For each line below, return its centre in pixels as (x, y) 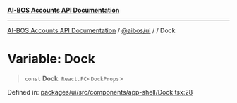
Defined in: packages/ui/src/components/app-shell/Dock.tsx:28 (100, 92)
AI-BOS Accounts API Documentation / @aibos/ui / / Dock (91, 30)
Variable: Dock (51, 59)
